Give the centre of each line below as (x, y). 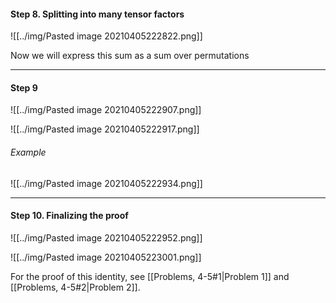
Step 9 (24, 87)
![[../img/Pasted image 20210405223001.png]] (106, 257)
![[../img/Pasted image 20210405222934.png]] (106, 183)
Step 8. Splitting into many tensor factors (97, 14)
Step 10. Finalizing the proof (69, 216)
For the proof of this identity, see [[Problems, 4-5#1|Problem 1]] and (150, 276)
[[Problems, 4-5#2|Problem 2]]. (75, 287)
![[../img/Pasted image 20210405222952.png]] (106, 237)
